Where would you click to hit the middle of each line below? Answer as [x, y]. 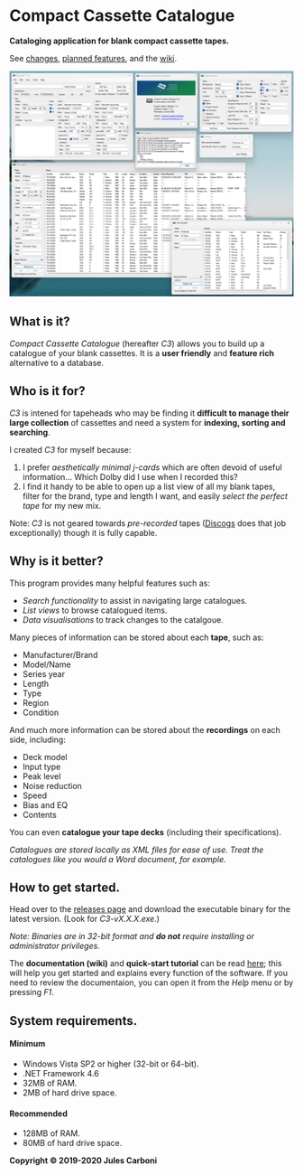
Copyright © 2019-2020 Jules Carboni [83, 1161]
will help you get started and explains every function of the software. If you [149, 973]
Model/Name [46, 664]
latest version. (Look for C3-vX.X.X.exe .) [85, 919]
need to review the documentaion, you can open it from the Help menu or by [151, 982]
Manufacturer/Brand [60, 654]
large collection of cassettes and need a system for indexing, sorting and [147, 422]
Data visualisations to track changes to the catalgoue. [123, 619]
